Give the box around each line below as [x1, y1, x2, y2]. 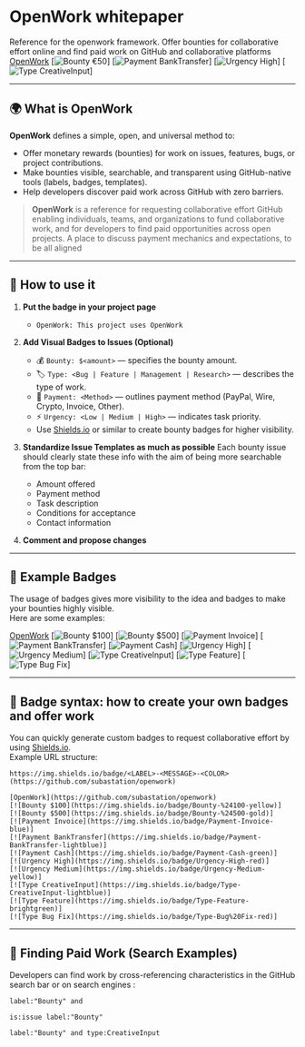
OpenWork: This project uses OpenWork [35, 321, 183, 330]
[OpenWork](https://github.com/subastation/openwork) [9, 793, 218, 803]
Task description [35, 498, 99, 509]
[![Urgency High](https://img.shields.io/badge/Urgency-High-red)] [9, 856, 271, 866]
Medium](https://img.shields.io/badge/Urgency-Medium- [54, 864, 266, 874]
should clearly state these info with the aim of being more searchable [22, 451, 282, 462]
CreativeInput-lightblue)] [9, 888, 112, 898]
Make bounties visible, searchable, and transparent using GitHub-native [22, 166, 292, 178]
